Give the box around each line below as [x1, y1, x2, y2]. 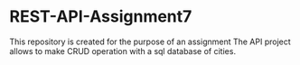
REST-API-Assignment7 [9, 6, 192, 27]
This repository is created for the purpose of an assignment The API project [9, 36, 291, 47]
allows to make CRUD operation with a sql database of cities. [9, 45, 237, 56]
